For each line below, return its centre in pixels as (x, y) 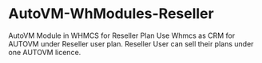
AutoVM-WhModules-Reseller (111, 14)
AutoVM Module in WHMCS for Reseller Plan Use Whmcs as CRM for (122, 35)
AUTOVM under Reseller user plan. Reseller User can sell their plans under (131, 43)
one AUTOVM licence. (45, 52)
